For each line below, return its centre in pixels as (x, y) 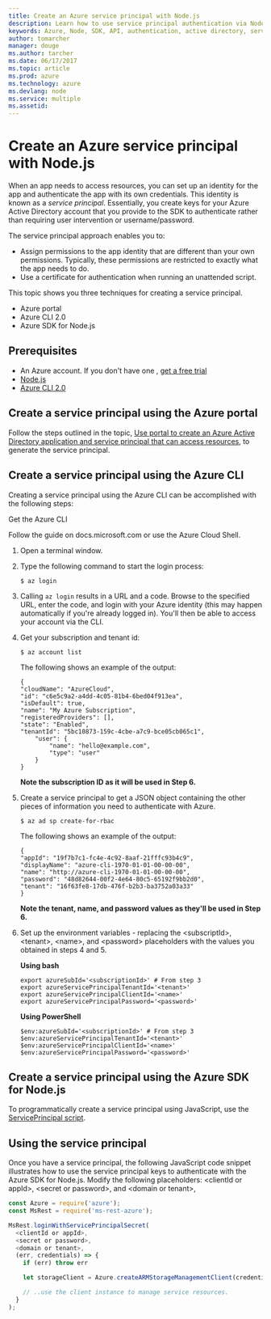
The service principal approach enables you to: (87, 236)
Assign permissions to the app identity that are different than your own (138, 252)
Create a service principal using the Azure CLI (126, 475)
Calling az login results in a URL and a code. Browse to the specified (135, 596)
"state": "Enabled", (54, 725)
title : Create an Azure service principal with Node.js (104, 16)
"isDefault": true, (53, 703)
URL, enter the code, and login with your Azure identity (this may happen (141, 604)
